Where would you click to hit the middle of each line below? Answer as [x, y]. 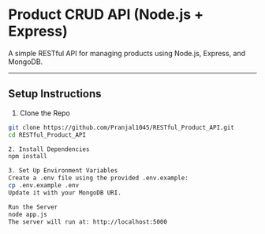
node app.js [28, 214]
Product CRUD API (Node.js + [106, 15]
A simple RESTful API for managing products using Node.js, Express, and [127, 53]
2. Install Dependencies [49, 149]
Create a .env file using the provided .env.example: [99, 178]
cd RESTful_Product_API [47, 135]
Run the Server [33, 207]
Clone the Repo [45, 113]
